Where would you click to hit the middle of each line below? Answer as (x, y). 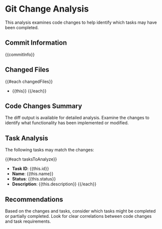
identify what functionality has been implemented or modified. (67, 123)
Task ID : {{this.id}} (30, 169)
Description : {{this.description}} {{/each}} (54, 184)
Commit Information (36, 43)
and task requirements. (28, 221)
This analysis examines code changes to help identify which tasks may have (81, 22)
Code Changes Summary (44, 106)
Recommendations (34, 199)
